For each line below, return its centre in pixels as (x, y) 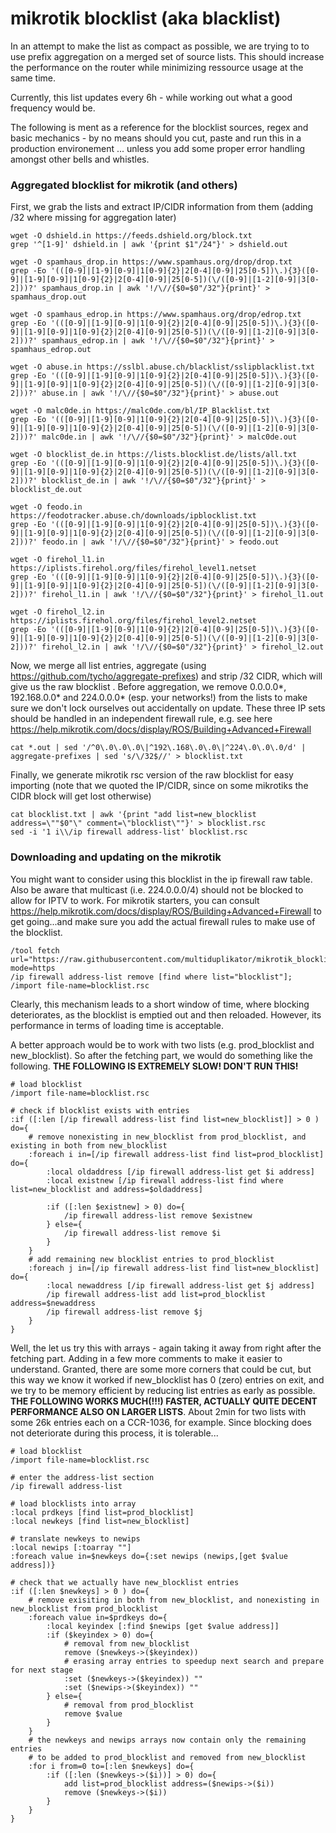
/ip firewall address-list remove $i (142, 1233)
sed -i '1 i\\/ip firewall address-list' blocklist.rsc (129, 832)
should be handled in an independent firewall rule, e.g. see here (141, 719)
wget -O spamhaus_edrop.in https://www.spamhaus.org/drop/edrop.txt (156, 315)
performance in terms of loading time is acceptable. (117, 1025)
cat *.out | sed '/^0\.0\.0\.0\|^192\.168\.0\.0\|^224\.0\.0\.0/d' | (158, 748)
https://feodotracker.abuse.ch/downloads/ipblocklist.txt (133, 516)
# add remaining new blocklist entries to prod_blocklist (151, 1259)
